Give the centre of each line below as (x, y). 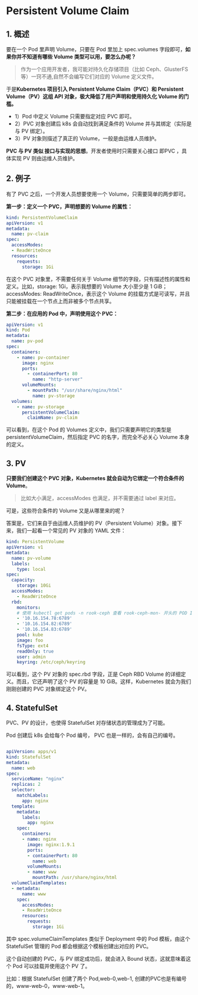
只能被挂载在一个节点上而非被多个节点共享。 (60, 301)
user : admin (31, 657)
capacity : (23, 580)
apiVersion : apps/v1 (32, 752)
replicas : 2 (26, 785)
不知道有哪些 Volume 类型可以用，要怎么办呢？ (79, 57)
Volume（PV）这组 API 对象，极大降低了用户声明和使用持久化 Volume (92, 96)
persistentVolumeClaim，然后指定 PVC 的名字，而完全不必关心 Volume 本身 (98, 437)
